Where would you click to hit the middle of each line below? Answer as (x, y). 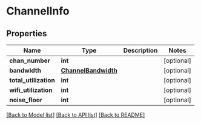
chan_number (30, 60)
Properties (27, 34)
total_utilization (32, 80)
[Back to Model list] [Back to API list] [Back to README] (76, 115)
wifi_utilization (31, 90)
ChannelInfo (38, 11)
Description (140, 51)
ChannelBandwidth (89, 70)
